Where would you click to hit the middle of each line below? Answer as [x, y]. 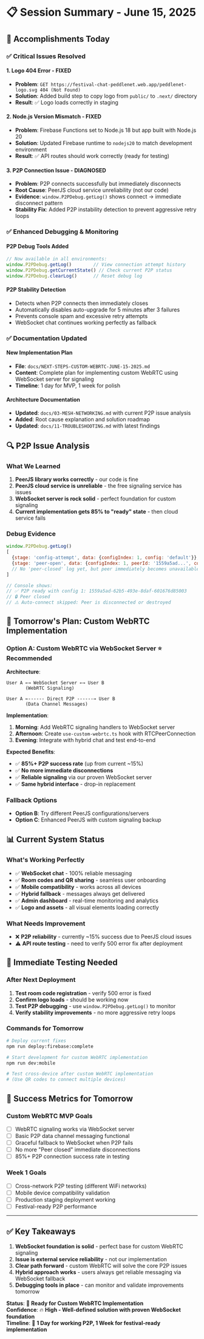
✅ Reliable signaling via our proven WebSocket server [83, 777]
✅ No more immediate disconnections [64, 770]
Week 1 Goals [26, 1173]
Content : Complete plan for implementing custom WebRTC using [97, 373]
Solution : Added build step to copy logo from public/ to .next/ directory [106, 96]
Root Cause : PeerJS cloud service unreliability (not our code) [92, 190]
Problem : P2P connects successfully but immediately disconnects [98, 184]
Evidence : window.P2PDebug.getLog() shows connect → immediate [98, 197]
